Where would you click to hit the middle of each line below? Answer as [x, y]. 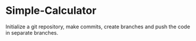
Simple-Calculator [51, 11]
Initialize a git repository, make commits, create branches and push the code [98, 27]
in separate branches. [32, 32]
